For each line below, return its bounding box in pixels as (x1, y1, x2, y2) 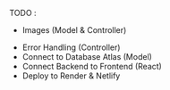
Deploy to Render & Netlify (21, 70, 121, 81)
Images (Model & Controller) (21, 25, 127, 35)
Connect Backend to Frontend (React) (21, 61, 163, 71)
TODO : (9, 8, 38, 18)
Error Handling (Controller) (21, 42, 121, 53)
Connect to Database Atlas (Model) (21, 52, 152, 61)
